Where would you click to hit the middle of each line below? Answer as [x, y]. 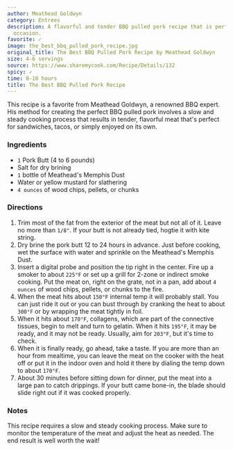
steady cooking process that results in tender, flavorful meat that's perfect [113, 120]
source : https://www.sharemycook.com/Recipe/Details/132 [91, 65]
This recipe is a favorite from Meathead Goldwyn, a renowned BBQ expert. [114, 104]
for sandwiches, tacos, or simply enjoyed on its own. [82, 127]
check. [27, 341]
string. [26, 237]
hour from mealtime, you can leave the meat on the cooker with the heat [120, 355]
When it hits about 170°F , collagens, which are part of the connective [115, 319]
